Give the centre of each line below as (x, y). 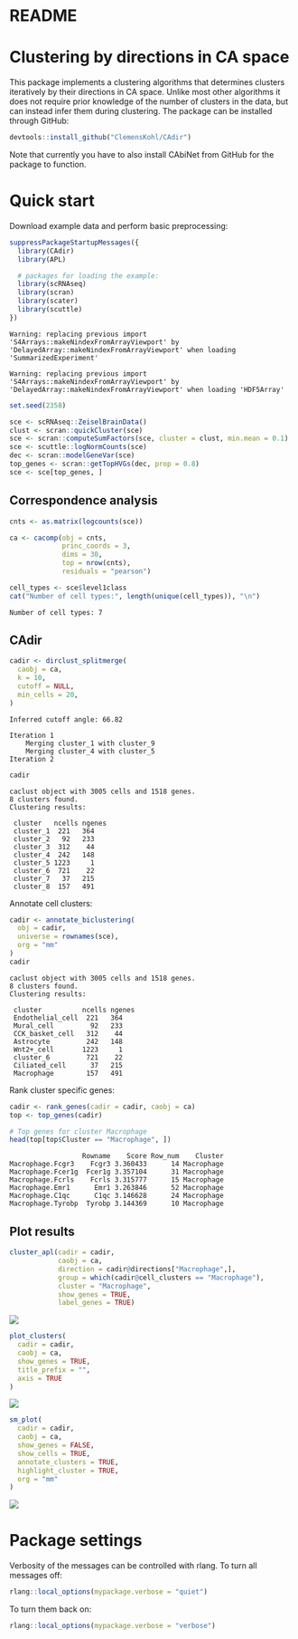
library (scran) (46, 292)
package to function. (48, 164)
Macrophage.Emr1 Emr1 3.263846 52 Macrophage (116, 1188)
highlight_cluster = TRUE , (68, 1471)
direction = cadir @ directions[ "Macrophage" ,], (147, 1269)
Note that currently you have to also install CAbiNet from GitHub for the (142, 154)
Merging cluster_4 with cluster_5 (90, 751)
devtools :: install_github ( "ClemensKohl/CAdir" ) (101, 138)
